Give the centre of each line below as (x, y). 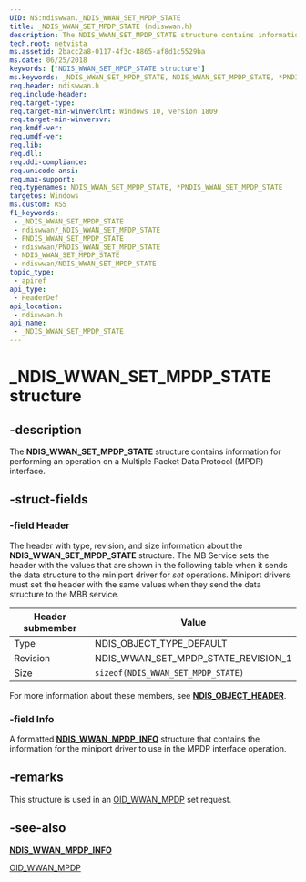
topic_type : (32, 273)
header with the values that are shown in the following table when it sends (149, 565)
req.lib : (26, 145)
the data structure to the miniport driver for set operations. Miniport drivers (150, 575)
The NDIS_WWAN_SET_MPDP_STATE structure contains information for (145, 451)
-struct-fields (49, 499)
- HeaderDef (36, 297)
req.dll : (26, 153)
